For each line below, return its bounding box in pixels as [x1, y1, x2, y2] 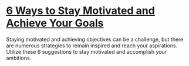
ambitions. [6, 54, 32, 61]
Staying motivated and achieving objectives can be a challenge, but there [6, 36, 184, 43]
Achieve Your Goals [6, 16, 104, 30]
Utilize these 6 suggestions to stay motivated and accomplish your [6, 48, 167, 55]
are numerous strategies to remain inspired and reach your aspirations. [6, 42, 178, 49]
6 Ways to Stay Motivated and [6, 4, 156, 18]
